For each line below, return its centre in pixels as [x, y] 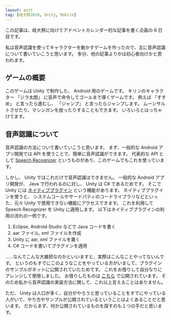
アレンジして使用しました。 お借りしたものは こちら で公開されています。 [83, 276]
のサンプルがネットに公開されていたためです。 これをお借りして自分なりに [84, 269]
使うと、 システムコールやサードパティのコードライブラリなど [79, 197]
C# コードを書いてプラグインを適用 [50, 246]
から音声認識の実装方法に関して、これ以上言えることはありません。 [94, 282]
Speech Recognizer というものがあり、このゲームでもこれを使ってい [88, 160]
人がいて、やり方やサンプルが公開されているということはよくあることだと [83, 300]
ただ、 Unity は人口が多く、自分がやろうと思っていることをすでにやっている [86, 293]
